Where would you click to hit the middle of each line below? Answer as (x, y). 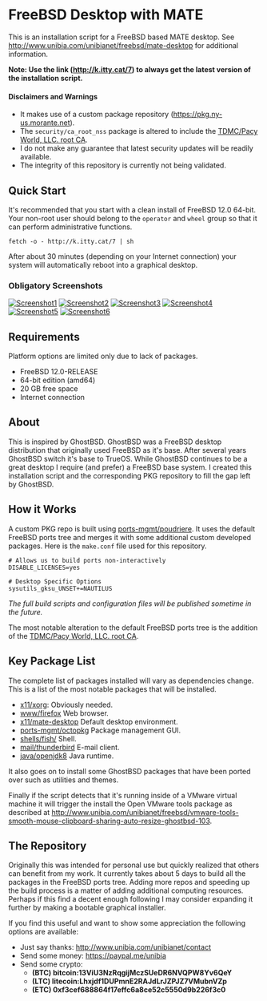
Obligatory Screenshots (56, 285)
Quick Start (37, 190)
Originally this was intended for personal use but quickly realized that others (134, 865)
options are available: (44, 932)
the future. (26, 611)
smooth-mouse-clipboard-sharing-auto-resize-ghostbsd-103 (109, 821)
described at (29, 812)
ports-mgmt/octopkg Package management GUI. (100, 730)
